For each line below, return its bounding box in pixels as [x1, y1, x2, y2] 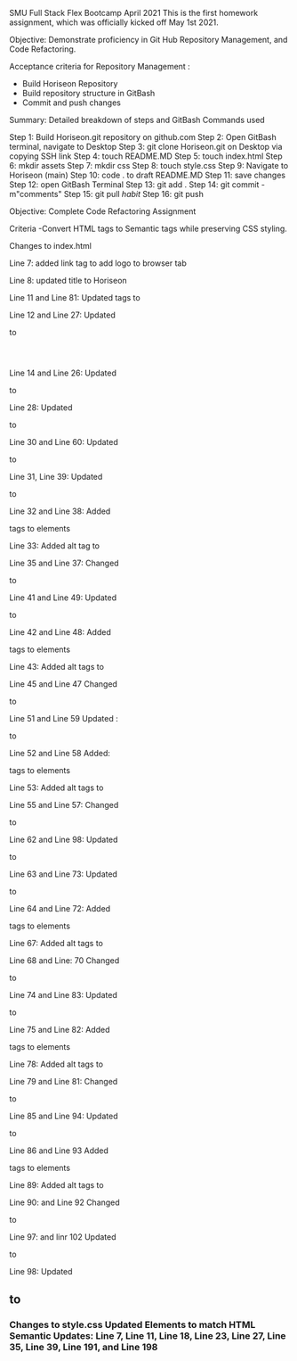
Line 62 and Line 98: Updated [9, 834, 118, 845]
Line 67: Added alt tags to [9, 938, 104, 948]
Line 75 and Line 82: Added [9, 1025, 110, 1035]
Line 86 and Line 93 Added [9, 1145, 109, 1156]
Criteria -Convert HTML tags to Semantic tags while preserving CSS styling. [9, 223, 287, 234]
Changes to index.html [9, 241, 92, 251]
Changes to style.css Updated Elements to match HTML [9, 1319, 256, 1332]
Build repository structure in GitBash [21, 88, 156, 98]
